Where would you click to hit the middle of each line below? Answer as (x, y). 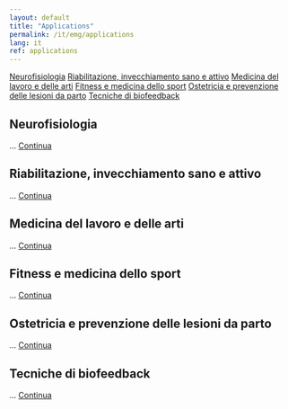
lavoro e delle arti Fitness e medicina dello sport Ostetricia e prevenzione (144, 86)
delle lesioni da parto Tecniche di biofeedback (95, 96)
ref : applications (44, 51)
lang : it (26, 43)
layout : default (39, 18)
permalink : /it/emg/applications (72, 34)
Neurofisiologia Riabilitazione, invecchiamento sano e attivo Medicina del (144, 76)
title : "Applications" (52, 26)
